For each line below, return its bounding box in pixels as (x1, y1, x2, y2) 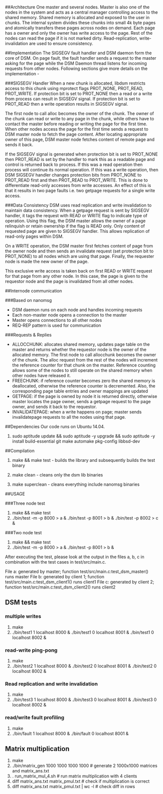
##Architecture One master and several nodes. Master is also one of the (5, 4, 150, 10)
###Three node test (5, 500, 45, 506)
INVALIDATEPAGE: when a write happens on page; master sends (12, 409, 142, 415)
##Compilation (5, 448, 35, 454)
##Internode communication (5, 288, 62, 294)
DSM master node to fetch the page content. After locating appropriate (5, 132, 147, 137)
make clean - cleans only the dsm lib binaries (12, 472, 103, 477)
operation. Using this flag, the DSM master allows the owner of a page (5, 218, 146, 224)
